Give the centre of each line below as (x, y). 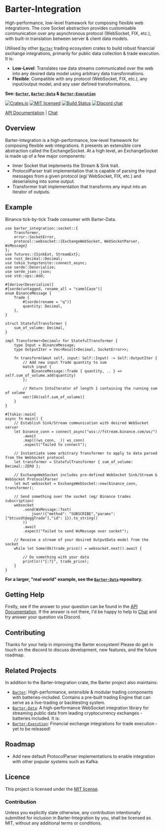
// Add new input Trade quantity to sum (65, 362)
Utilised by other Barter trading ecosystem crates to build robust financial (80, 48)
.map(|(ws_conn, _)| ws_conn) (54, 440)
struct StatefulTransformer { (36, 323)
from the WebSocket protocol (35, 458)
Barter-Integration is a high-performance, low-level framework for (72, 140)
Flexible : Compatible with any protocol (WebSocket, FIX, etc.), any (80, 79)
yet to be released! (31, 729)
